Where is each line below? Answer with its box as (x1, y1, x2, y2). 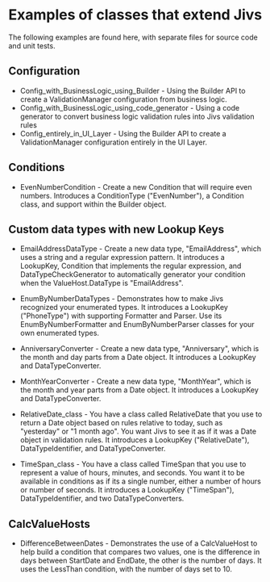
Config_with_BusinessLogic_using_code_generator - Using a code (19, 103, 240, 112)
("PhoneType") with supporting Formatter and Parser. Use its (19, 311, 222, 320)
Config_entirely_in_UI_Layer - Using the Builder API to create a (19, 128, 227, 138)
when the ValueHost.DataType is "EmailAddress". (19, 278, 184, 288)
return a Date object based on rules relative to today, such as (19, 418, 223, 428)
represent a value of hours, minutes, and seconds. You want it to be (19, 468, 245, 478)
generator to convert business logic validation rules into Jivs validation (19, 111, 255, 121)
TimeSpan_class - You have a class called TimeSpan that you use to (19, 459, 247, 469)
